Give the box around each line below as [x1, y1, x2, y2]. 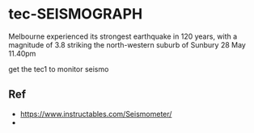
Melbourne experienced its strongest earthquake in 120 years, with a [8, 31, 238, 41]
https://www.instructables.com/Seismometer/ [19, 109, 172, 118]
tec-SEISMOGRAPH [8, 5, 143, 23]
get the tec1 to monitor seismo [8, 64, 109, 73]
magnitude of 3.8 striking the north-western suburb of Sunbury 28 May [8, 39, 247, 49]
